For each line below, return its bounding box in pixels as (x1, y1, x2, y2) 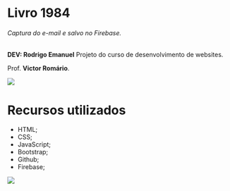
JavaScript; (17, 140, 52, 149)
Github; (17, 155, 40, 164)
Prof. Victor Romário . (7, 64, 70, 73)
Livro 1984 (7, 5, 71, 21)
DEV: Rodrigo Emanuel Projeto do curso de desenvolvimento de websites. (7, 51, 224, 59)
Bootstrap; (17, 148, 49, 156)
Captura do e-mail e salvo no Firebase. (7, 28, 122, 37)
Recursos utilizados (7, 102, 126, 118)
